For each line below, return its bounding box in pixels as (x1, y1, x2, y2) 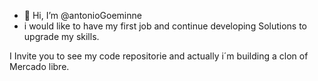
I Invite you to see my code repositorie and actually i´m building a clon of (9, 50, 309, 62)
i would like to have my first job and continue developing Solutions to (23, 20, 308, 32)
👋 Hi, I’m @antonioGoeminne (23, 10, 142, 21)
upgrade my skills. (23, 31, 100, 42)
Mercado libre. (9, 61, 70, 72)
